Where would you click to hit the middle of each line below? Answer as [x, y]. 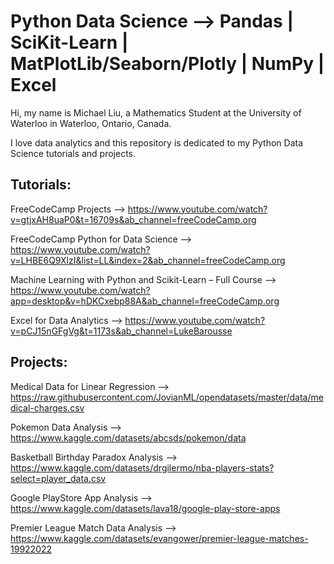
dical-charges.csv [47, 407]
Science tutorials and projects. [73, 153]
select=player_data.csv [58, 478]
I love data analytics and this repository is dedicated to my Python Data [157, 142]
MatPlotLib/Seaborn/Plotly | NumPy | [167, 64]
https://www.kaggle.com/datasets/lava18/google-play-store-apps [145, 508]
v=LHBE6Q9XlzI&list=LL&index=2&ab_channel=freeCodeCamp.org [148, 260]
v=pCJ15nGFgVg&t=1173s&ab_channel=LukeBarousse [121, 331]
